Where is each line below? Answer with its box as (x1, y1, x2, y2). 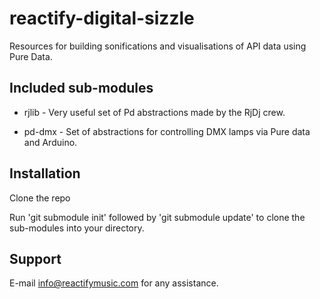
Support (9, 250, 62, 267)
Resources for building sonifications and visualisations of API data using (9, 40, 307, 52)
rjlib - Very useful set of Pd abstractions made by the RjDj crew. (23, 106, 286, 118)
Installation (9, 165, 81, 182)
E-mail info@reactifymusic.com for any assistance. (9, 277, 219, 289)
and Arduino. (23, 136, 78, 148)
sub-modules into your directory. (9, 222, 145, 234)
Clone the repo (9, 192, 71, 204)
